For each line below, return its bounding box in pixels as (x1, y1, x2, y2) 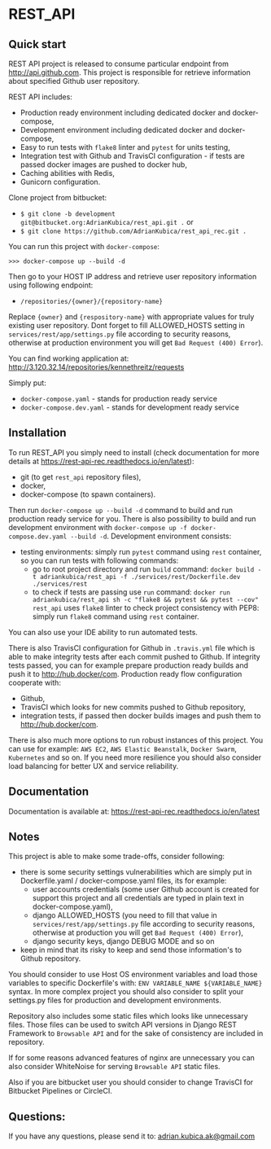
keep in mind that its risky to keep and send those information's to (20, 945, 243, 955)
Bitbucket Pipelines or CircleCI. (8, 1086, 112, 1096)
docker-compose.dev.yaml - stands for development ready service (20, 402, 240, 412)
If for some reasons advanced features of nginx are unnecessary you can (8, 1053, 255, 1063)
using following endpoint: (8, 280, 94, 290)
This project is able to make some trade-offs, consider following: (8, 852, 225, 862)
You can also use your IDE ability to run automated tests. (8, 627, 198, 637)
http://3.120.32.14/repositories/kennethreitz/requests (8, 362, 185, 371)
